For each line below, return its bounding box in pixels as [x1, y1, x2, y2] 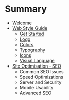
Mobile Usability [19, 84, 54, 90]
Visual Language [19, 57, 55, 63]
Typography [19, 47, 45, 53]
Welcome [12, 20, 32, 26]
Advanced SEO [19, 90, 52, 96]
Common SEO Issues [19, 68, 64, 74]
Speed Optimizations [19, 74, 64, 80]
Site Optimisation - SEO [12, 63, 61, 69]
